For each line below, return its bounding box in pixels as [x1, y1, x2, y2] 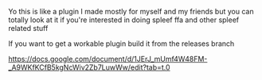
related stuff [8, 24, 49, 32]
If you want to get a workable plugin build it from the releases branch [8, 39, 235, 48]
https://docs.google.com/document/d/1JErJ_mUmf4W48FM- [8, 55, 208, 63]
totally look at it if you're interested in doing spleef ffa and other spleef [8, 15, 240, 25]
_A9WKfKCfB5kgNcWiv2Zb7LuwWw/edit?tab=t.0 [8, 63, 170, 72]
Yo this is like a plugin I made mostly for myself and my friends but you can [8, 7, 254, 16]
